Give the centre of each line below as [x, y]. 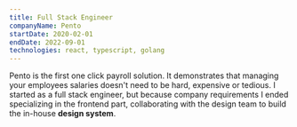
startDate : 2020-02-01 [51, 34]
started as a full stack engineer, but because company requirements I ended [149, 95]
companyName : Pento [45, 26]
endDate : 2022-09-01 [48, 42]
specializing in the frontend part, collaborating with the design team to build [148, 104]
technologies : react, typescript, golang [87, 51]
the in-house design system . [63, 114]
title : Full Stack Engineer [61, 17]
